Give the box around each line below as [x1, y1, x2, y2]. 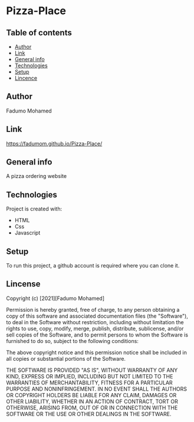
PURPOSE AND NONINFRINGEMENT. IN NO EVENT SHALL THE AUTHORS [6, 385, 188, 393]
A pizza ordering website [6, 173, 67, 180]
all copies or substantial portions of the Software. [6, 355, 126, 362]
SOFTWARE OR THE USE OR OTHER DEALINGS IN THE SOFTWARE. [6, 410, 172, 417]
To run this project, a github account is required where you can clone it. [6, 262, 180, 269]
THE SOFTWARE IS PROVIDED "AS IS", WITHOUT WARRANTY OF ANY [6, 367, 178, 374]
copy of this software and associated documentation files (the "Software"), [6, 312, 189, 319]
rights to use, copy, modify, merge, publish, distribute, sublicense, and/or [6, 325, 184, 332]
